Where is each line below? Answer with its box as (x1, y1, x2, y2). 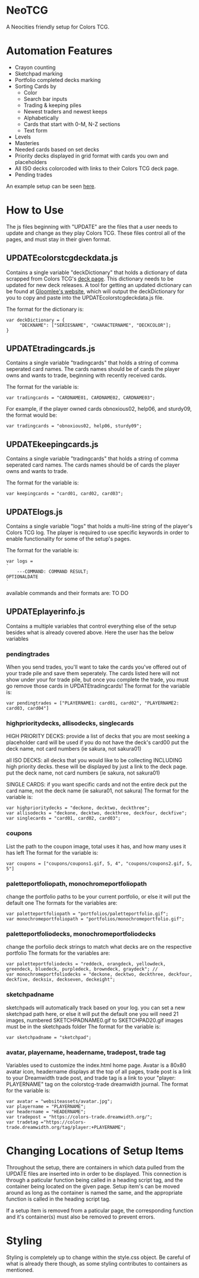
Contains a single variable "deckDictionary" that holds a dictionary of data (6, 269, 188, 276)
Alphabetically (23, 114, 59, 121)
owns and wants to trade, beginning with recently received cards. (6, 372, 166, 379)
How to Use (6, 203, 64, 217)
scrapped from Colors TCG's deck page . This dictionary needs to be (6, 275, 174, 282)
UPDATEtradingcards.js (6, 344, 96, 354)
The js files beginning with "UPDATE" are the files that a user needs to (6, 223, 178, 230)
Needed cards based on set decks (14, 146, 99, 153)
